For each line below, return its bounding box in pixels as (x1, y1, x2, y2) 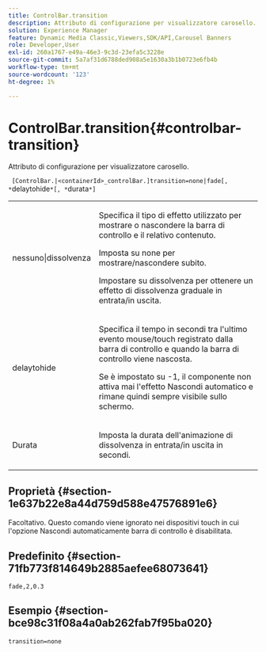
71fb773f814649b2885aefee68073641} (8, 562, 209, 575)
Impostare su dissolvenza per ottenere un (98, 275, 253, 286)
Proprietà (8, 484, 55, 498)
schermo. (98, 401, 135, 412)
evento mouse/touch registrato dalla (98, 334, 234, 345)
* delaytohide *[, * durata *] (8, 184, 97, 194)
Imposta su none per (98, 247, 176, 258)
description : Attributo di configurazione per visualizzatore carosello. (8, 19, 257, 27)
